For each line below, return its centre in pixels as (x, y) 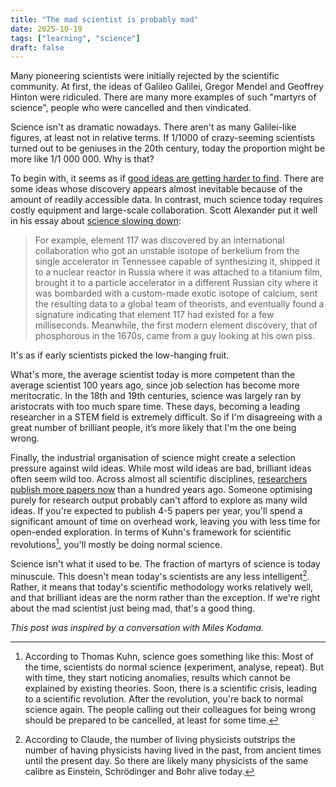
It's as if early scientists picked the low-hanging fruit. (120, 355)
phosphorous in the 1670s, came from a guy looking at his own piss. (175, 336)
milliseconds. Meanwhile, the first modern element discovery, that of (176, 325)
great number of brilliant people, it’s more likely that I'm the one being (153, 428)
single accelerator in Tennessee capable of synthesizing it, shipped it (177, 262)
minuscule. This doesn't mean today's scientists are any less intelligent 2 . (160, 575)
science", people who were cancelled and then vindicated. (131, 108)
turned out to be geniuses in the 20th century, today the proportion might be (168, 148)
